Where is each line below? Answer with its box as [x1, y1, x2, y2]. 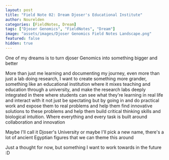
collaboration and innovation [5, 119, 65, 125]
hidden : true [5, 41, 33, 46]
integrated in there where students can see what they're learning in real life [5, 92, 163, 98]
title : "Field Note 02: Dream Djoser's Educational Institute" [5, 12, 143, 17]
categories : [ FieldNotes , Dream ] [5, 21, 77, 27]
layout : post [5, 7, 33, 13]
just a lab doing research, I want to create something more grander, [5, 75, 147, 82]
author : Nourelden [5, 17, 44, 22]
